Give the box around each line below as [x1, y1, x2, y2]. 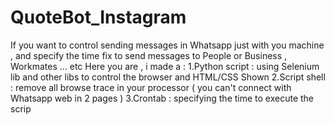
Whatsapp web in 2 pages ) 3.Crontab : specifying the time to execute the [10, 92, 315, 104]
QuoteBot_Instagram [10, 6, 187, 29]
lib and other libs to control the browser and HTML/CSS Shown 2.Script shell [10, 71, 326, 83]
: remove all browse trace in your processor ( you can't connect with [10, 81, 292, 93]
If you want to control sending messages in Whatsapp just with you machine [10, 39, 325, 51]
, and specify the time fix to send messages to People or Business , [10, 49, 288, 61]
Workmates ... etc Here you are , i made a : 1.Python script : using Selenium [10, 60, 320, 72]
